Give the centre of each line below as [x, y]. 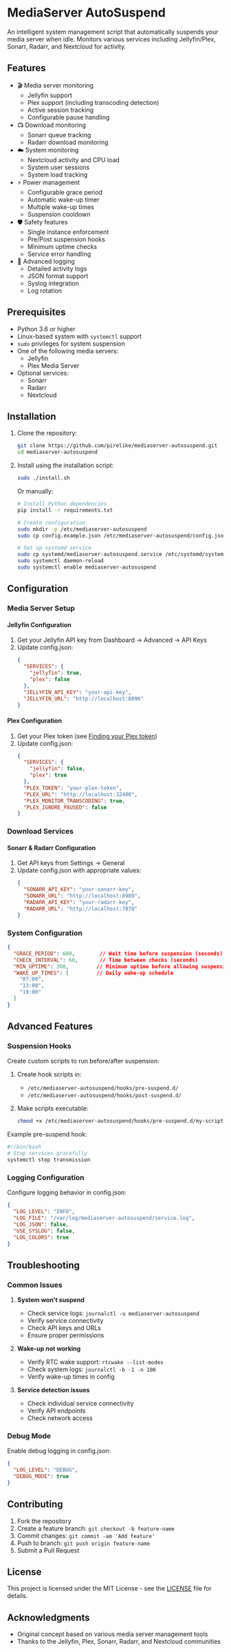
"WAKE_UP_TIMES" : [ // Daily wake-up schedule [93, 973]
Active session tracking [60, 110]
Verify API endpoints [56, 1411]
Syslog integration [53, 283]
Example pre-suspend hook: [47, 1134]
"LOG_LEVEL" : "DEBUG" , [46, 1470]
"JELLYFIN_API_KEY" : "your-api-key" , [78, 692]
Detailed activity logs [57, 268]
